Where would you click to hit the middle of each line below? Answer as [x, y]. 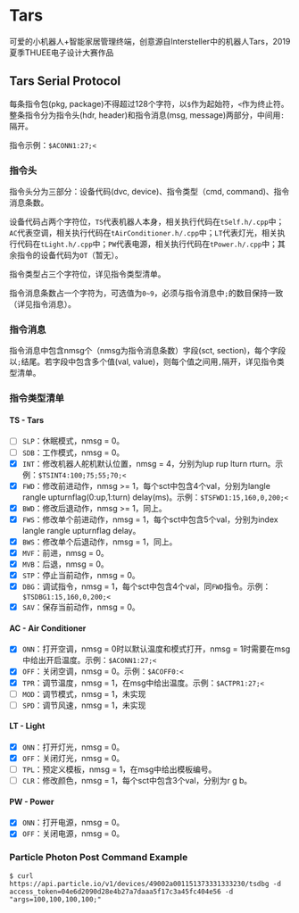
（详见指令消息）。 [42, 304]
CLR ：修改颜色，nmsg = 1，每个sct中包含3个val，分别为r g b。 [137, 781]
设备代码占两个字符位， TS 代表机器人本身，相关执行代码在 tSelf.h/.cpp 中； [147, 222]
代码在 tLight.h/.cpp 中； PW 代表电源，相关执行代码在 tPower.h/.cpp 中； [147, 244]
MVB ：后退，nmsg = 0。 [65, 564]
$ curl [21, 876]
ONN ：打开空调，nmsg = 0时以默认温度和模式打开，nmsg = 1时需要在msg [156, 649]
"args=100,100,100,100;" [55, 899]
